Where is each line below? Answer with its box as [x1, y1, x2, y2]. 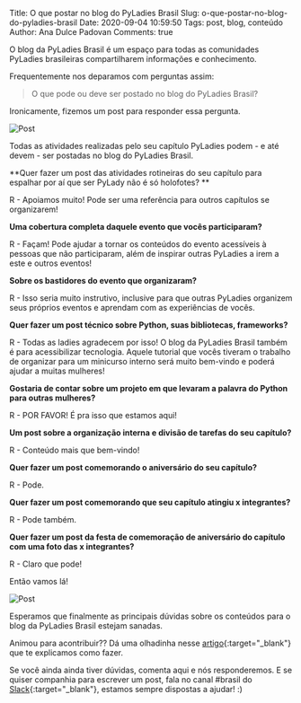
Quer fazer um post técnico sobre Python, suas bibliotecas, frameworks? [9, 320, 288, 330]
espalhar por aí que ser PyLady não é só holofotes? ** [9, 177, 210, 188]
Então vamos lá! [9, 576, 69, 586]
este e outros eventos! [9, 258, 93, 268]
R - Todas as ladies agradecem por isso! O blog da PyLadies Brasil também [9, 337, 288, 347]
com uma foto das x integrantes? [9, 541, 135, 551]
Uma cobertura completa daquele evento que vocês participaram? [9, 222, 262, 232]
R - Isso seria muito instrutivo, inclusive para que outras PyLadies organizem [9, 293, 293, 303]
